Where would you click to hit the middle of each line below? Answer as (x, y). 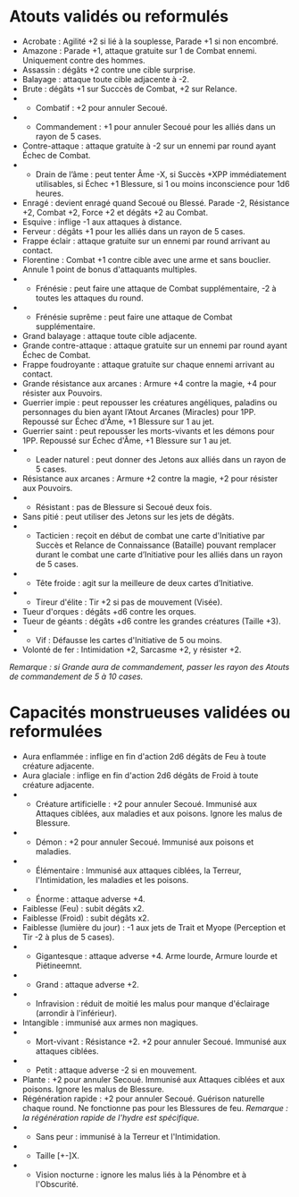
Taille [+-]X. (58, 1155)
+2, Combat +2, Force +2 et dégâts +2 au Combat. (115, 212)
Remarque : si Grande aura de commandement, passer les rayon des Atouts (149, 666)
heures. (50, 193)
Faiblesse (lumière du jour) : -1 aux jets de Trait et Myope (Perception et (154, 927)
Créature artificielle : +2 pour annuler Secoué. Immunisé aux (146, 803)
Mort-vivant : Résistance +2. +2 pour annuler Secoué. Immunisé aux (161, 1041)
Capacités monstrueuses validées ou (150, 713)
